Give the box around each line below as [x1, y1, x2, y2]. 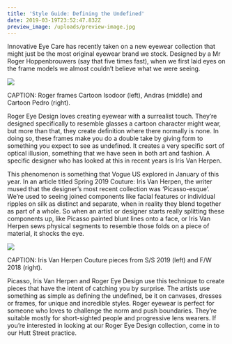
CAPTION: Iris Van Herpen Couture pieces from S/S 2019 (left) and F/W [7, 256, 212, 264]
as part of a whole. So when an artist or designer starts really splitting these [7, 207, 225, 216]
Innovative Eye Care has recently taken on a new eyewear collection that [7, 43, 216, 51]
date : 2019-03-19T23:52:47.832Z [7, 17, 101, 24]
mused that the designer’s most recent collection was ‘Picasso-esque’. [7, 185, 210, 193]
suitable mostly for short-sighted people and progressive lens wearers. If [7, 314, 217, 322]
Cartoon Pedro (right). [7, 98, 71, 107]
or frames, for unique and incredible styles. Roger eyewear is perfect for [7, 299, 215, 308]
